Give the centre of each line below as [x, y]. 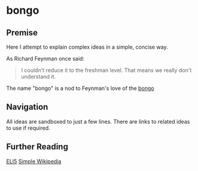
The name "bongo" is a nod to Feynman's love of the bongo [80, 88]
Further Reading [37, 147]
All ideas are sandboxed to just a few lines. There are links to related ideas [98, 121]
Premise [22, 33]
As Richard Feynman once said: [45, 58]
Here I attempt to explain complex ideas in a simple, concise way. [87, 47]
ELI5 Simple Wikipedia [34, 161]
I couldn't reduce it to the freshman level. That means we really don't [106, 70]
